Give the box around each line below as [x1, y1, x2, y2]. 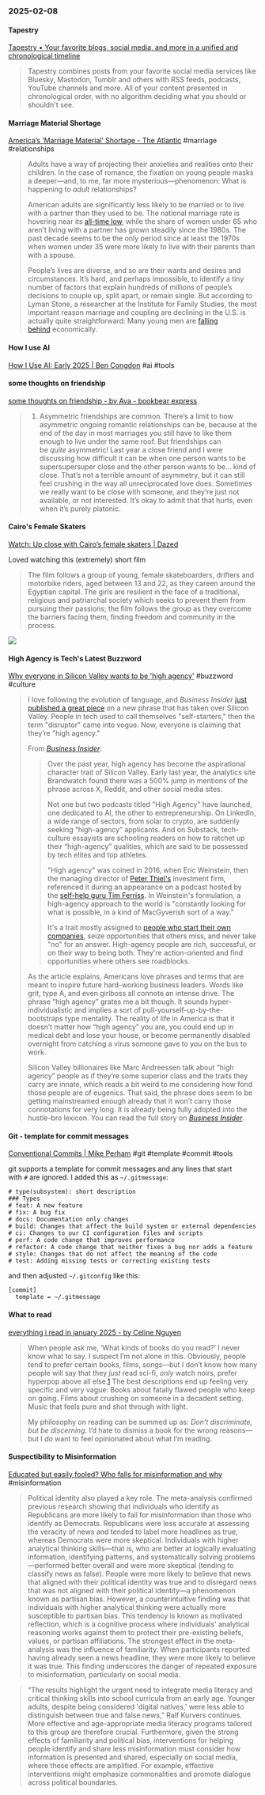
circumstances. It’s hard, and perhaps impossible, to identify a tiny [27, 275, 244, 284]
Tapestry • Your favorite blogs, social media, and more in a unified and [8, 43, 239, 52]
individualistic [27, 1005, 73, 1015]
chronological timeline [8, 51, 81, 61]
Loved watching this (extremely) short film [8, 555, 146, 564]
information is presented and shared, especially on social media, [27, 1752, 238, 1762]
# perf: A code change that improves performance [8, 1236, 176, 1244]
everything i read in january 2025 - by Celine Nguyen [8, 1327, 182, 1337]
